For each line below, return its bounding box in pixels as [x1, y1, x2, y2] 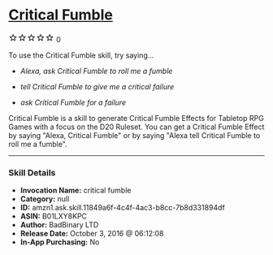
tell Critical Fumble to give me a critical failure [19, 81, 175, 91]
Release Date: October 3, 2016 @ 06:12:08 [19, 229, 164, 239]
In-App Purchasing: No [19, 237, 100, 247]
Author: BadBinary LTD [19, 220, 99, 230]
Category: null [19, 194, 70, 204]
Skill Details [8, 166, 56, 178]
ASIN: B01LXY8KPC [19, 211, 88, 221]
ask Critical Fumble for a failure [19, 97, 127, 107]
